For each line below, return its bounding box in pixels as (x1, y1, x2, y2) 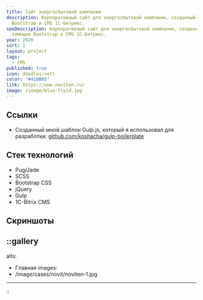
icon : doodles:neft (6, 71, 56, 77)
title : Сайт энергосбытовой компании (6, 8, 101, 15)
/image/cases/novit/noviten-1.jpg (14, 270, 98, 278)
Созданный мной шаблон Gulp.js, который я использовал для (14, 126, 174, 133)
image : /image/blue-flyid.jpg (6, 88, 83, 94)
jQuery (14, 185, 32, 192)
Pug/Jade (14, 166, 39, 173)
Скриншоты (6, 215, 54, 226)
